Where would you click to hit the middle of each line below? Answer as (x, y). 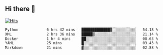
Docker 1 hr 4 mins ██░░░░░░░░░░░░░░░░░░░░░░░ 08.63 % (82, 39)
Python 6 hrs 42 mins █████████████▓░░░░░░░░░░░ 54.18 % (82, 30)
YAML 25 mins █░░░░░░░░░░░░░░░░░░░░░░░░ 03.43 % (82, 43)
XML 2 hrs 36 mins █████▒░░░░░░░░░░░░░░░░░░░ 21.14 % (82, 34)
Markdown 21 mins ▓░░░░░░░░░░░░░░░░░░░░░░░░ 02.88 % (82, 48)
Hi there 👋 (20, 9)
